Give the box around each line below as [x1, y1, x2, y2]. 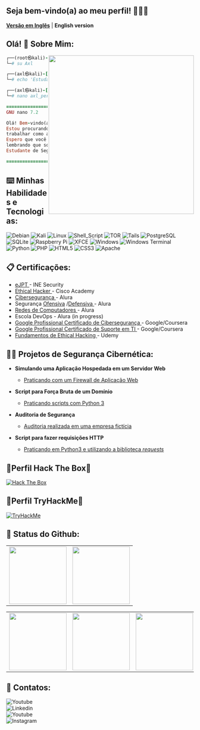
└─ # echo [6, 77, 28, 83]
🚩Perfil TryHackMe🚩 [6, 496, 83, 507]
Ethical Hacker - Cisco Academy [14, 287, 95, 295]
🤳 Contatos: [6, 683, 51, 693]
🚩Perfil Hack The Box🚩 [6, 463, 91, 473]
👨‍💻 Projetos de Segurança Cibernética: [6, 349, 154, 359]
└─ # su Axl [6, 60, 33, 66]
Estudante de [6, 148, 39, 154]
